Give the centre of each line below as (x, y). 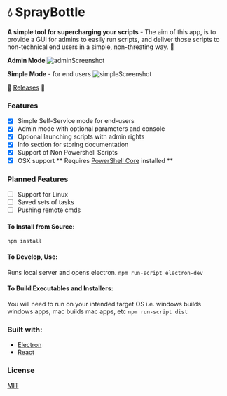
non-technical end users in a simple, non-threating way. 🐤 (91, 47)
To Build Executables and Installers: (60, 288)
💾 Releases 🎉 (26, 87)
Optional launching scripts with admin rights (81, 136)
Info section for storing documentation (73, 145)
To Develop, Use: (33, 257)
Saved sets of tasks (46, 202)
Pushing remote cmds (49, 210)
